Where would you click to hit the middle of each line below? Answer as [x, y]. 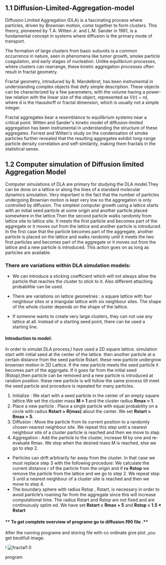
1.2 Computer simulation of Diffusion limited [75, 165]
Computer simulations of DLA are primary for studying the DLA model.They [82, 184]
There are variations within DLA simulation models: [68, 265]
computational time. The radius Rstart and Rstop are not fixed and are [83, 500]
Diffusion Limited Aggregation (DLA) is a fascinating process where [74, 20]
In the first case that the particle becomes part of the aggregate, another [79, 231]
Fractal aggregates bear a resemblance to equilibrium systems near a [76, 117]
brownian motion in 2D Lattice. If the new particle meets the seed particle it [82, 365]
